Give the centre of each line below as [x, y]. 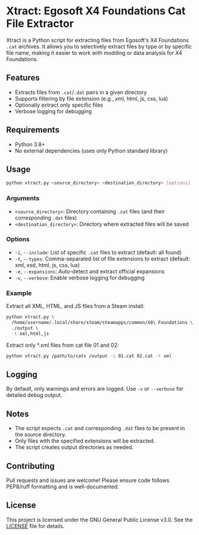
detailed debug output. [34, 395]
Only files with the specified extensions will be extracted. [85, 441]
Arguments [23, 198]
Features [23, 78]
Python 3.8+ [30, 144]
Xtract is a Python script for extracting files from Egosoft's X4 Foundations [98, 40]
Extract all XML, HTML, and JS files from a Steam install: [75, 306]
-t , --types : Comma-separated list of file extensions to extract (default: [102, 259]
